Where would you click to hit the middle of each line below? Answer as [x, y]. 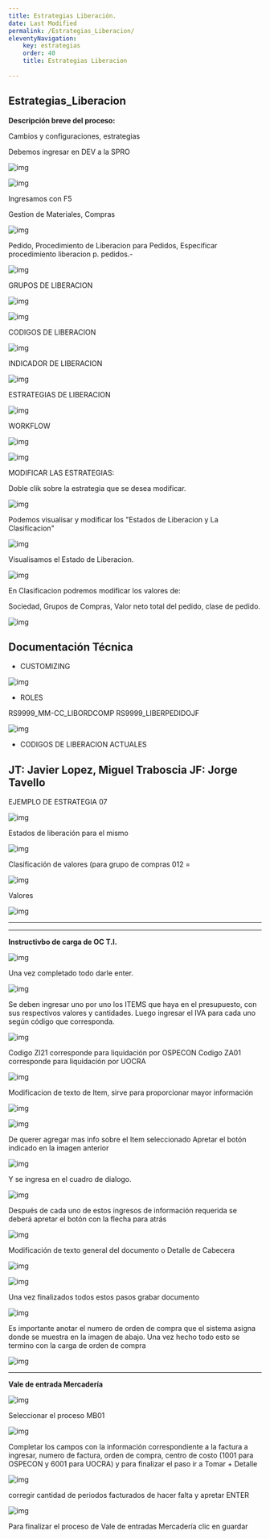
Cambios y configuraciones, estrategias [74, 136]
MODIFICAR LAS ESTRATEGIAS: [61, 472]
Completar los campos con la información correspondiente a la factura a [128, 1447]
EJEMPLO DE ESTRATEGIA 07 [58, 802]
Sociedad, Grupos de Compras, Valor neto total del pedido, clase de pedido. [135, 606]
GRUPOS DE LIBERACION [51, 285]
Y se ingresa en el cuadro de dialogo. [70, 1179]
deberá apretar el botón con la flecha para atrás [88, 1219]
